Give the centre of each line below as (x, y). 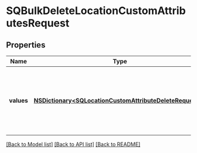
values (18, 101)
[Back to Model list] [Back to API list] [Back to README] (73, 144)
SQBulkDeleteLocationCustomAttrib (96, 11)
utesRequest (38, 23)
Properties (26, 45)
